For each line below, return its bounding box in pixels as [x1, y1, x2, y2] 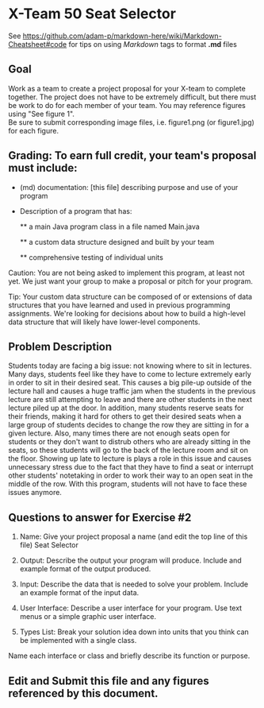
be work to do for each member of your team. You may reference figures [8, 100, 246, 110]
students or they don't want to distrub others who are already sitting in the [8, 437, 251, 447]
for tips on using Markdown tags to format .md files [68, 39, 238, 48]
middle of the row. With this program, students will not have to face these [8, 479, 247, 489]
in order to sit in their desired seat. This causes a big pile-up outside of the [8, 378, 252, 388]
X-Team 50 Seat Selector [8, 5, 177, 23]
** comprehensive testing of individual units [19, 252, 164, 262]
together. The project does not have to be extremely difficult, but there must [8, 92, 257, 102]
